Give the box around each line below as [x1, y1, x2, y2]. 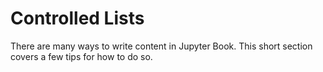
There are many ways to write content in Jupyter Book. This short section [10, 40, 313, 52]
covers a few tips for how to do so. [10, 50, 153, 62]
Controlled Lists [10, 7, 145, 30]
